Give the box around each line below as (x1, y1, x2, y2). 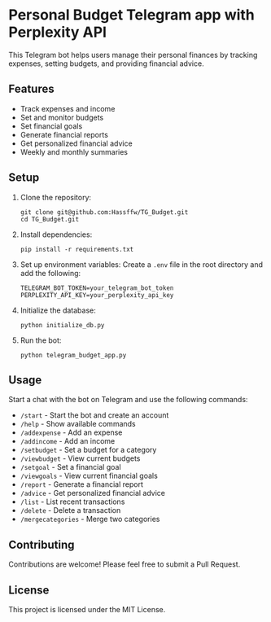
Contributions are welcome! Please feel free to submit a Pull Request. (8, 559, 241, 569)
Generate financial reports (20, 129, 108, 139)
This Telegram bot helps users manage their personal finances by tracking (8, 50, 258, 59)
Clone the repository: (20, 192, 92, 202)
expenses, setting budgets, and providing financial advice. (8, 59, 205, 68)
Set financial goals (20, 120, 83, 131)
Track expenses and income (20, 103, 116, 113)
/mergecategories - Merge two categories (20, 515, 160, 524)
